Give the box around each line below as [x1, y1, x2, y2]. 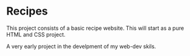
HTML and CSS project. [6, 30, 66, 38]
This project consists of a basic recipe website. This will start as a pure [6, 24, 185, 32]
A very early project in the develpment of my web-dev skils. [6, 43, 157, 50]
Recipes [6, 4, 48, 18]
